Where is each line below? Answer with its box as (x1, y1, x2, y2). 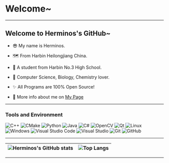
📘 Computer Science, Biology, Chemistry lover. (12, 74, 110, 80)
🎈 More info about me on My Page (12, 94, 84, 100)
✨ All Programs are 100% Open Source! (12, 84, 95, 90)
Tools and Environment (5, 111, 63, 118)
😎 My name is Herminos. (12, 42, 65, 48)
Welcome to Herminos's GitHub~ (5, 29, 111, 38)
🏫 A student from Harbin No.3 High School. (12, 64, 102, 70)
